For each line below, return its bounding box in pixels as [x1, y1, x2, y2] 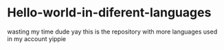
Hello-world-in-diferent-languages [7, 5, 212, 21]
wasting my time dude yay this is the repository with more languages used [7, 27, 218, 36]
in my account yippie [7, 34, 67, 42]
